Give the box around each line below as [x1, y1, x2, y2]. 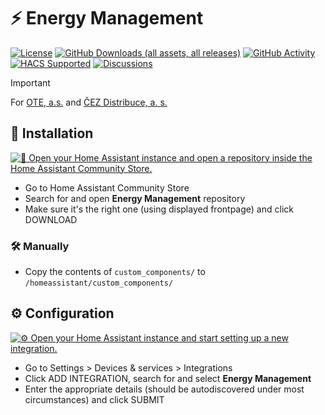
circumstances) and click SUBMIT [24, 393, 165, 405]
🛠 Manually [10, 239, 70, 253]
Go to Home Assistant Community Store [24, 181, 190, 194]
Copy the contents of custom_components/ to [24, 266, 206, 278]
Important [10, 76, 51, 89]
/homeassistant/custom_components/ [24, 278, 174, 289]
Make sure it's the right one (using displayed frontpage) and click [24, 203, 294, 215]
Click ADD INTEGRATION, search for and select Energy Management [24, 372, 312, 384]
